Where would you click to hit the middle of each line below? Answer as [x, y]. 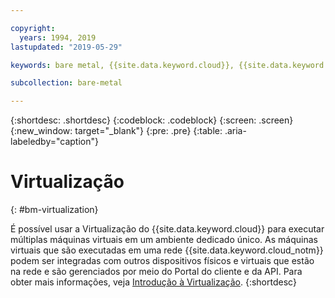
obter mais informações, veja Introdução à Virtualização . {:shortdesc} [153, 282]
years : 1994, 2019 [58, 37]
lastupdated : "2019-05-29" [66, 47]
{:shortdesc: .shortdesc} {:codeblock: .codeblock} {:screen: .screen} [152, 120]
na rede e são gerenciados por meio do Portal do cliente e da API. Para [156, 272]
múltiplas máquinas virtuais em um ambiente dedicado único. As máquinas [164, 240]
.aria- [235, 131]
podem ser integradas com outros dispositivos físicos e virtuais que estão [162, 261]
